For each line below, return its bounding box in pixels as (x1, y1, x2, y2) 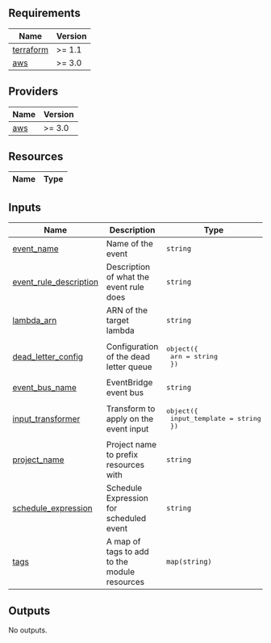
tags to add (106, 546, 149, 557)
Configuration (106, 341, 159, 352)
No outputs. (8, 625, 48, 635)
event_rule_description (12, 276, 99, 288)
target (106, 315, 129, 326)
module (106, 566, 135, 578)
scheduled (106, 513, 147, 524)
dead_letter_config (12, 351, 83, 362)
